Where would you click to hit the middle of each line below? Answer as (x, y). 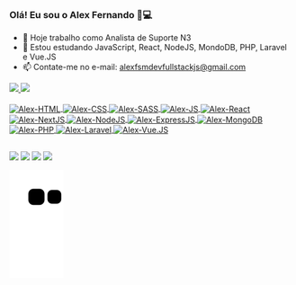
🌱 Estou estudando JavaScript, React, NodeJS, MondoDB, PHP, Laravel (155, 48)
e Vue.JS (39, 57)
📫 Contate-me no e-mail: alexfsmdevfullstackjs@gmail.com (134, 67)
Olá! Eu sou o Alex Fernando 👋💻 (81, 14)
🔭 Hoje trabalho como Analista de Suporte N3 (107, 38)
